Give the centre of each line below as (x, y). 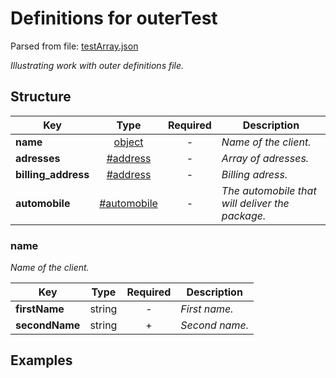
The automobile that (269, 190)
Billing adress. (254, 174)
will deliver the (255, 203)
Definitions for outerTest (114, 18)
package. (244, 215)
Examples (41, 360)
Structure (41, 97)
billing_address (52, 174)
